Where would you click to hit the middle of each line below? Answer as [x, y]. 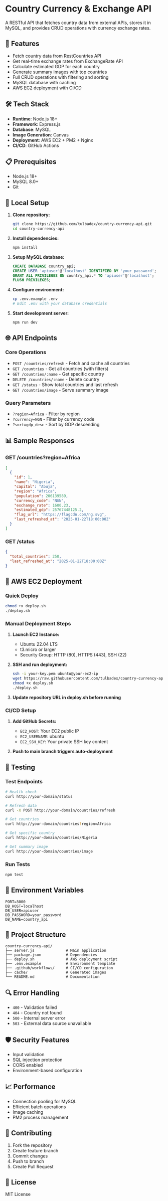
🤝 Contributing [29, 1133]
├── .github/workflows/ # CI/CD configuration [59, 968]
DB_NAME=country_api [27, 919]
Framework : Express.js [37, 124]
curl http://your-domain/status [39, 796]
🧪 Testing [20, 767]
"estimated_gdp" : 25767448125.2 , [49, 510]
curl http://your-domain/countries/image [49, 851]
